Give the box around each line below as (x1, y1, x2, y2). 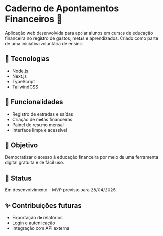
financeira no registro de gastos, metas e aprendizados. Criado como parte (5, 35, 159, 41)
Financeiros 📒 (5, 13, 63, 25)
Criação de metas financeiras (12, 116, 73, 122)
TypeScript (12, 78, 35, 84)
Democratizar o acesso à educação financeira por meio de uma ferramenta (5, 154, 159, 160)
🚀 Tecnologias (5, 55, 50, 63)
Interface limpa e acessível (12, 127, 67, 133)
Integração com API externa (12, 225, 70, 231)
